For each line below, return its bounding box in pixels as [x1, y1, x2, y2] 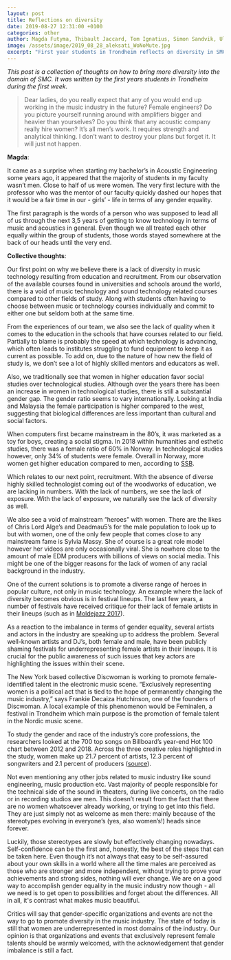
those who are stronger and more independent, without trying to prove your [7, 867, 221, 875]
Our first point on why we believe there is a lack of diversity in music [7, 265, 201, 273]
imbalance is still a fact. [7, 946, 74, 954]
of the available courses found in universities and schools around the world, [7, 280, 222, 288]
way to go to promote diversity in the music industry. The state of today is [7, 917, 217, 925]
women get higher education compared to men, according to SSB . [7, 459, 195, 467]
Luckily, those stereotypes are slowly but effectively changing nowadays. [7, 837, 215, 845]
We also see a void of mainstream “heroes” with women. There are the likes [7, 515, 222, 523]
